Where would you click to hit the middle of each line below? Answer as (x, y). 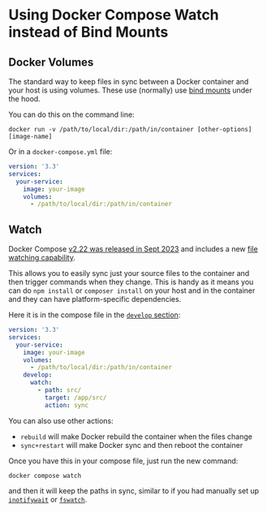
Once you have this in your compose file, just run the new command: (123, 461)
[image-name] (30, 136)
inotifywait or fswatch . (48, 499)
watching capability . (42, 258)
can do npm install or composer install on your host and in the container (132, 290)
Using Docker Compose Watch (114, 15)
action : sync (67, 405)
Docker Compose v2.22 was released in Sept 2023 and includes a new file (133, 249)
